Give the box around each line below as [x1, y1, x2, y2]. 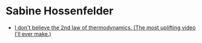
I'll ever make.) [14, 30, 52, 37]
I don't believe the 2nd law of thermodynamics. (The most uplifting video [14, 24, 196, 31]
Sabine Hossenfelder [5, 4, 114, 18]
